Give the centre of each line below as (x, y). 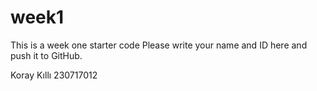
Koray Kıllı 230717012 (54, 75)
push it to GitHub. (46, 55)
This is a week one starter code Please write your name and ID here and (159, 45)
